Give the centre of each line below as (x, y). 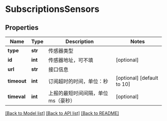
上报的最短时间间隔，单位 (78, 93)
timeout (17, 81)
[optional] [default (137, 78)
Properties (22, 28)
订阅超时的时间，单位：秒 (78, 81)
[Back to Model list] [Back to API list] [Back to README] (62, 113)
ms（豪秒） (62, 101)
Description (80, 42)
